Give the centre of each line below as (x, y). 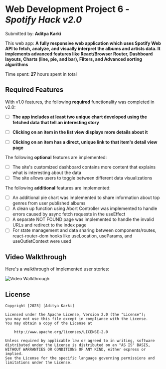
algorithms (17, 64)
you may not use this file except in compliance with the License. (77, 319)
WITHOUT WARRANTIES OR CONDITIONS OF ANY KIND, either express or (76, 349)
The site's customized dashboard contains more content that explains (84, 167)
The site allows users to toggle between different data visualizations (82, 178)
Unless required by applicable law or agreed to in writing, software (80, 341)
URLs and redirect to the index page (49, 225)
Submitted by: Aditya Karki (33, 33)
